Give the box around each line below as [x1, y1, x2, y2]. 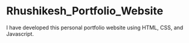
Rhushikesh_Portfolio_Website [6, 4, 164, 18]
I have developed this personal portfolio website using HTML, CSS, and [6, 24, 184, 31]
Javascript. [6, 30, 34, 37]
